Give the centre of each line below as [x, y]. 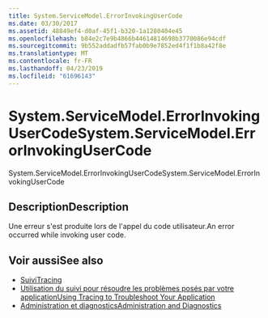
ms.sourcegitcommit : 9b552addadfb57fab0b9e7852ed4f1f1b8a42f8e [117, 46]
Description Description [69, 207]
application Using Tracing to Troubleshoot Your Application [118, 297]
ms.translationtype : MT [49, 53]
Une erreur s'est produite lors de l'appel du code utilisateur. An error [121, 227]
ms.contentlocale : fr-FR [50, 61]
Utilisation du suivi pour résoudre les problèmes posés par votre [127, 289]
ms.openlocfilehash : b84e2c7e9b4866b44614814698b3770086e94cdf [117, 38]
